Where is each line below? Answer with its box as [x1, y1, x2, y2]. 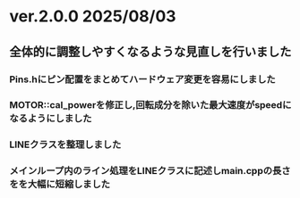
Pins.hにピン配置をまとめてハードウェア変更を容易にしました [9, 73, 276, 86]
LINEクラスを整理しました [9, 138, 122, 151]
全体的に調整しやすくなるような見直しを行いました [9, 44, 292, 59]
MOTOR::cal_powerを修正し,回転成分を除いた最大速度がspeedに [9, 99, 292, 111]
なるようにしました [9, 112, 92, 125]
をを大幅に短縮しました [9, 178, 110, 191]
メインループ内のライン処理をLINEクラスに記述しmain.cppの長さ [9, 165, 291, 177]
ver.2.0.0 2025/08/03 [9, 6, 176, 27]
